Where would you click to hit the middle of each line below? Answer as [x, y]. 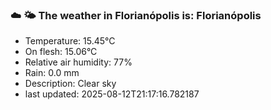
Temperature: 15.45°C [70, 41]
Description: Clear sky [70, 84]
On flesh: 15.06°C [61, 52]
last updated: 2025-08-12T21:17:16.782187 [112, 94]
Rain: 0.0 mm [52, 73]
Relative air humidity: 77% [78, 62]
